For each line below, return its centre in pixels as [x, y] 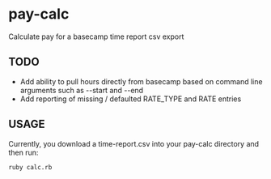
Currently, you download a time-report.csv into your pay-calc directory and [134, 143]
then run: [23, 152]
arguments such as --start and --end [82, 90]
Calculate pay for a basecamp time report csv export [96, 36]
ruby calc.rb [30, 167]
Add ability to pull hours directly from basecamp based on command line [141, 81]
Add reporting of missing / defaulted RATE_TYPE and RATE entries [131, 99]
